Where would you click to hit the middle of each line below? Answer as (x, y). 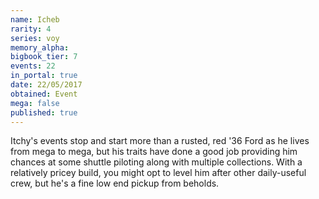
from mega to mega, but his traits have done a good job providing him (154, 152)
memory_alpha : (40, 47)
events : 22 (33, 66)
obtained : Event (44, 94)
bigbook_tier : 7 (44, 57)
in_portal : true (44, 76)
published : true (44, 112)
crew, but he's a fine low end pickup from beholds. (115, 183)
